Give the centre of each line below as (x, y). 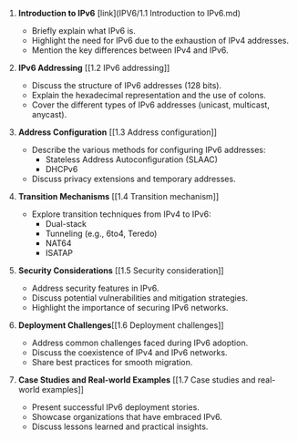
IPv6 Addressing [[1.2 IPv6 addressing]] (94, 68)
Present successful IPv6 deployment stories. (116, 407)
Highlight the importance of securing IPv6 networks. (130, 308)
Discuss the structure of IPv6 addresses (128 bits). (126, 85)
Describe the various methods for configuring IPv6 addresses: (149, 150)
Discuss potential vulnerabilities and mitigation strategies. (140, 298)
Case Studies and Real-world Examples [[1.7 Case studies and (137, 380)
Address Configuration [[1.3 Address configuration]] (117, 132)
